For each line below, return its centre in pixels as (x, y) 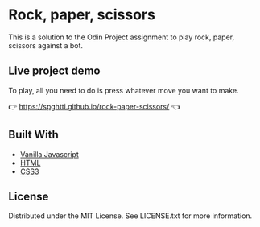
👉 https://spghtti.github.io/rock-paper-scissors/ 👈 (94, 106)
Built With (33, 135)
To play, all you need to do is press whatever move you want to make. (124, 90)
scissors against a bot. (45, 45)
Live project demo (54, 71)
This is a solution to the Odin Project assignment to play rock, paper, (122, 37)
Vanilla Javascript (49, 154)
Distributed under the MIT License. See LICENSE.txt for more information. (130, 216)
